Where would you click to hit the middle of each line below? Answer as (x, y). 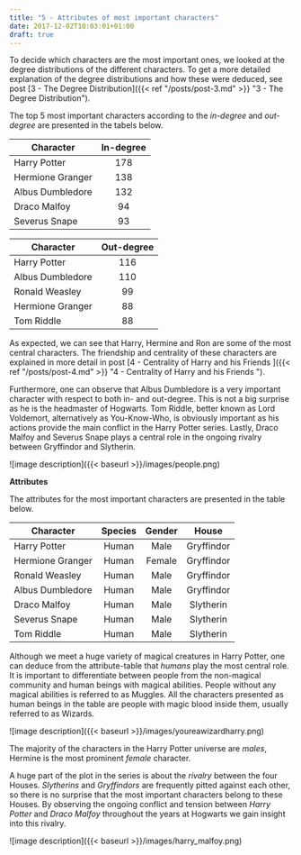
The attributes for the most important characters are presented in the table (147, 499)
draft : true (31, 34)
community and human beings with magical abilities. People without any (143, 685)
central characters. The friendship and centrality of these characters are (143, 353)
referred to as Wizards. (52, 714)
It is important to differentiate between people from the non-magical (135, 676)
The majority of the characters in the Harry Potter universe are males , (138, 749)
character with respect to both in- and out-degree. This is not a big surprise (150, 399)
